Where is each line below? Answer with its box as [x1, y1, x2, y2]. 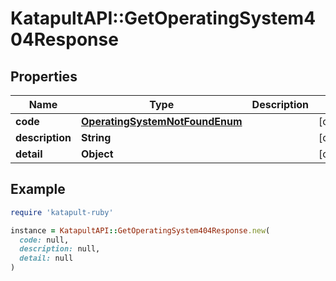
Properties [10, 68, 78, 85]
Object [80, 147, 114, 161]
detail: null [19, 253, 74, 264]
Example [10, 181, 66, 198]
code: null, [19, 235, 70, 245]
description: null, [19, 244, 101, 254]
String [80, 131, 112, 144]
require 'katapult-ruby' [10, 207, 114, 217]
